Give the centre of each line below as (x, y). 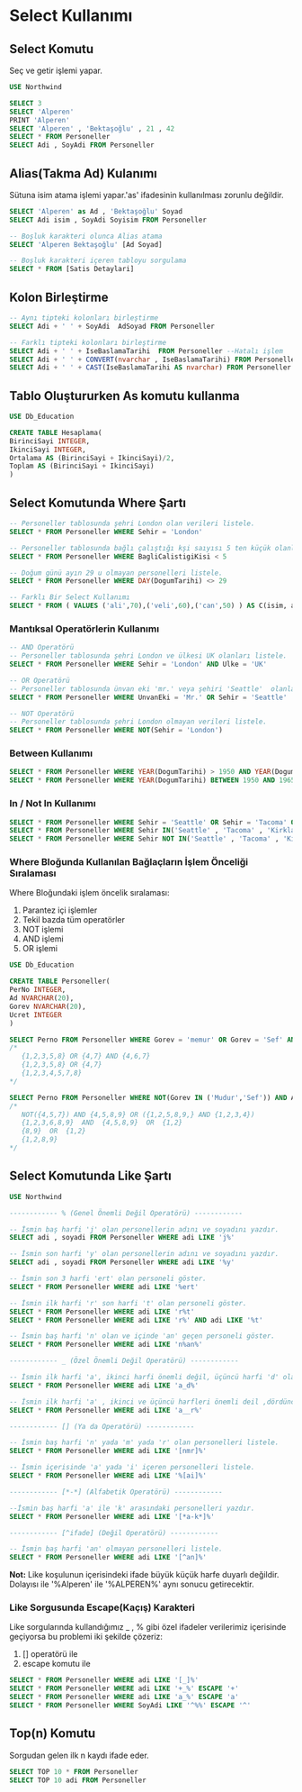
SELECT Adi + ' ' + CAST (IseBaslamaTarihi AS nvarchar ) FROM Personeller (151, 368)
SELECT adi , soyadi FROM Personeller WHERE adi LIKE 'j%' (122, 1238)
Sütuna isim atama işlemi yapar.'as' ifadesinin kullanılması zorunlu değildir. (147, 195)
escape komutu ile (57, 1664)
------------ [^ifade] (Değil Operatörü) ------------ (114, 1533)
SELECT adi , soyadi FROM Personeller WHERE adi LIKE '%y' (122, 1262)
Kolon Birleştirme (59, 297)
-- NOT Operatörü (42, 714)
